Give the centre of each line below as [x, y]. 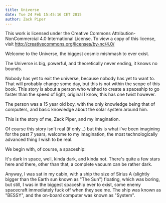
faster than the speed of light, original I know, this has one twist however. [81, 94]
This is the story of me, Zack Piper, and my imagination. [63, 119]
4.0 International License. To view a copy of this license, [98, 39]
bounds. [14, 69]
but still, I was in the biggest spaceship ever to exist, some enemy [73, 185]
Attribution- [124, 34]
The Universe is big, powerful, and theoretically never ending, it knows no [81, 64]
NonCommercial [22, 39]
